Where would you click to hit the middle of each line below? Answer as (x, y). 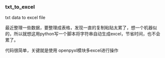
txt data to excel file (25, 18)
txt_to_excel (20, 7)
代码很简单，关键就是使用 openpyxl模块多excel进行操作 (62, 51)
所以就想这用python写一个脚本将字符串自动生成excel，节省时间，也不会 (87, 34)
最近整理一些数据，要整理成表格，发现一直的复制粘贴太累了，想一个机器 (79, 28)
